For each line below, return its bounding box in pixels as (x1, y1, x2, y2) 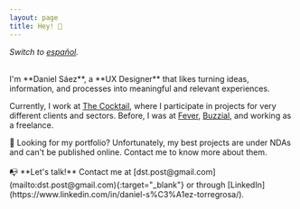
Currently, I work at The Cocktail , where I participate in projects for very (9, 100, 277, 111)
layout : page (9, 13, 59, 23)
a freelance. (9, 119, 54, 131)
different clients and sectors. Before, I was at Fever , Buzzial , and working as (9, 110, 292, 121)
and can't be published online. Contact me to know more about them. (9, 146, 267, 158)
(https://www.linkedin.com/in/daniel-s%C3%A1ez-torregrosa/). (9, 188, 245, 199)
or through (186, 179, 226, 190)
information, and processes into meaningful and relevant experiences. (9, 83, 270, 94)
